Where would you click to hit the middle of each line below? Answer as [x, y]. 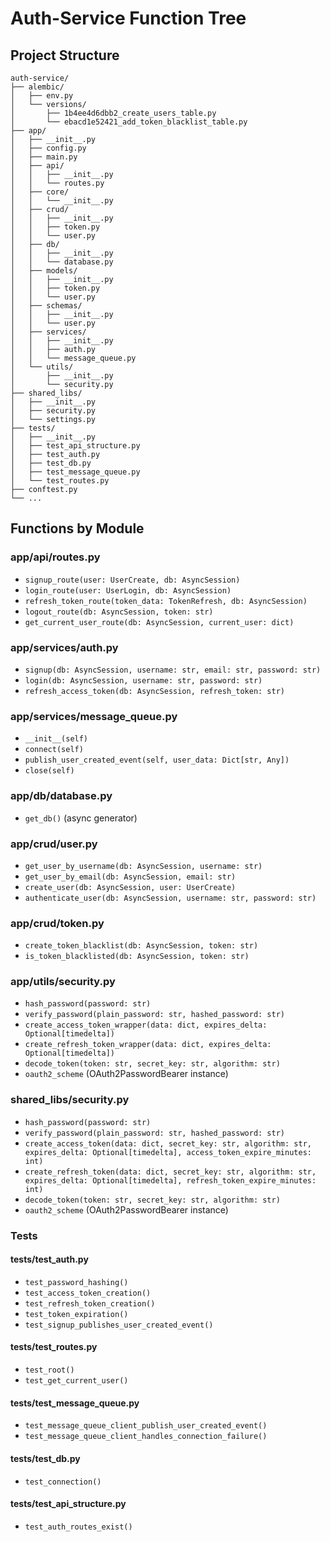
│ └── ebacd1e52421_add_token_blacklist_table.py [129, 122]
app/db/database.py [61, 796]
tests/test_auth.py [49, 1259]
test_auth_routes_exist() [78, 1527]
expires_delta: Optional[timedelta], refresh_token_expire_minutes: [170, 1180]
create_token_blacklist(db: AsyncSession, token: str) [141, 946]
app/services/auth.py [64, 647]
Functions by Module [77, 528]
